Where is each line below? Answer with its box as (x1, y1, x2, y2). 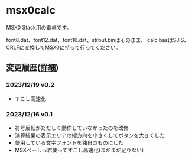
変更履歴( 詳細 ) (6, 63, 59, 73)
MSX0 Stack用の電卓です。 (6, 24, 72, 31)
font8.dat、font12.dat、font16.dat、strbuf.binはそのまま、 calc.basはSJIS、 (6, 36, 190, 43)
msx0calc (6, 4, 56, 17)
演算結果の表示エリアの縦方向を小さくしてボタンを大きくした (14, 131, 165, 139)
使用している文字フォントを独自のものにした (14, 139, 124, 146)
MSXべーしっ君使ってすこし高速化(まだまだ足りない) (14, 146, 144, 154)
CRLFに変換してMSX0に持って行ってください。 (6, 44, 121, 51)
